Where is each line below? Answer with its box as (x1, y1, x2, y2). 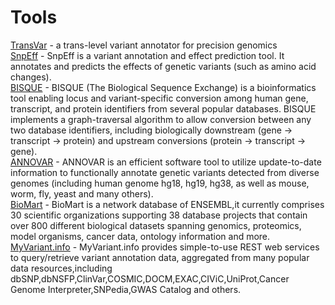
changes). (10, 71, 52, 83)
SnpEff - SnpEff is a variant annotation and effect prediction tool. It (10, 49, 285, 61)
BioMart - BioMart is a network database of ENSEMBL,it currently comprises (10, 198, 325, 210)
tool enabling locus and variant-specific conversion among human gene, (10, 92, 309, 104)
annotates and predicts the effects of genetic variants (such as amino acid (10, 60, 317, 72)
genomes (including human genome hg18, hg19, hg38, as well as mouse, (10, 177, 310, 189)
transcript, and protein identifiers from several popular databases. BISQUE (10, 102, 317, 115)
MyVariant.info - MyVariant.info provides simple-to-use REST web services (10, 241, 320, 253)
